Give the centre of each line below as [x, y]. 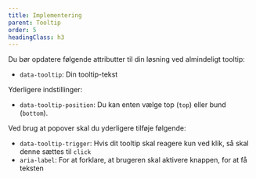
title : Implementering [45, 15]
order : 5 [22, 30]
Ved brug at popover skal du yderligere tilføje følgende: [97, 128]
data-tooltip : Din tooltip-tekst [69, 74]
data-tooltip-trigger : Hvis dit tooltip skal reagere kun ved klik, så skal [134, 143]
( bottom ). [34, 113]
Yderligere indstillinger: [45, 90]
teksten [32, 168]
